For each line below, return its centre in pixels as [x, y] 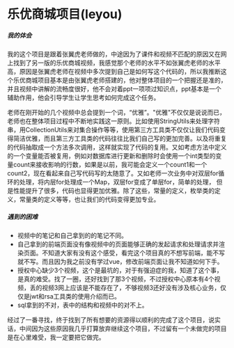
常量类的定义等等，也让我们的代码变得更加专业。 [89, 200]
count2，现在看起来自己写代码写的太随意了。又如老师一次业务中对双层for [113, 173]
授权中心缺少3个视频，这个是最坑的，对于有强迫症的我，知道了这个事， [120, 270]
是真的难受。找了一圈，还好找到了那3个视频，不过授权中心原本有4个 [116, 279]
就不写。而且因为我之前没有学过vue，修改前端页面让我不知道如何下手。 [120, 262]
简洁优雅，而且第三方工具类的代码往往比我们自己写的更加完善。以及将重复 [120, 139]
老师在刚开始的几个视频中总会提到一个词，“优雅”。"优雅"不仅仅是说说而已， [117, 113]
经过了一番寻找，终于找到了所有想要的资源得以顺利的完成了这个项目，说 [111, 320]
